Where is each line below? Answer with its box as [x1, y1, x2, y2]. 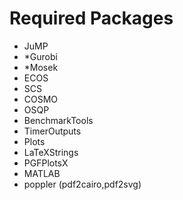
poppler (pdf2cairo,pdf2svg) [23, 178, 142, 190]
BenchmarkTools [23, 114, 94, 126]
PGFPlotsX [23, 157, 69, 169]
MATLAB [23, 167, 61, 179]
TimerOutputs [23, 125, 82, 137]
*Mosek [23, 61, 59, 73]
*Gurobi [23, 50, 58, 62]
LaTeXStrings [23, 146, 79, 158]
